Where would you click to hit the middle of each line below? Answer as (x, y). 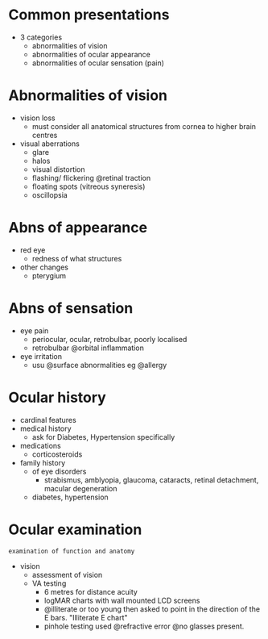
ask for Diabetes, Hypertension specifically (103, 436)
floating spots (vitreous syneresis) (89, 186)
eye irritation (41, 356)
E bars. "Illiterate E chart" (86, 617)
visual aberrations (50, 144)
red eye (33, 250)
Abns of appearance (78, 228)
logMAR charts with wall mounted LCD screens (122, 600)
